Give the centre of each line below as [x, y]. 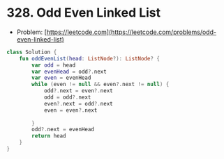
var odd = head [54, 65]
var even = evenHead [61, 78]
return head [49, 136]
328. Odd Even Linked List [84, 13]
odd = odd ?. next [67, 98]
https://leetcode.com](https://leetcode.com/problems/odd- [132, 32]
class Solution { [32, 52]
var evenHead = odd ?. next [69, 72]
